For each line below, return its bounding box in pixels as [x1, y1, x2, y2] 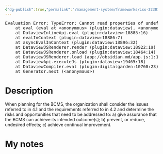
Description [5, 85, 53, 96]
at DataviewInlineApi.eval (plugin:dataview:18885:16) [15, 30, 149, 35]
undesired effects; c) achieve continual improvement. [5, 122, 112, 127]
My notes [5, 139, 44, 150]
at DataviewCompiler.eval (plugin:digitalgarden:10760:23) [15, 64, 159, 69]
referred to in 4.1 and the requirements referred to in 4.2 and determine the [5, 106, 154, 112]
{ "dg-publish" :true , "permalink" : [5, 7, 73, 12]
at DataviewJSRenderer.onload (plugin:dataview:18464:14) [15, 49, 156, 55]
